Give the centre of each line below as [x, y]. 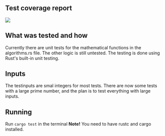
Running [19, 112]
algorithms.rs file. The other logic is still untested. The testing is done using [82, 53]
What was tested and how [46, 36]
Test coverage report [39, 8]
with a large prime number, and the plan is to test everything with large [78, 91]
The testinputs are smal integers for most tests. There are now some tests [81, 86]
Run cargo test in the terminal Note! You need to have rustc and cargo [78, 124]
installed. [14, 130]
